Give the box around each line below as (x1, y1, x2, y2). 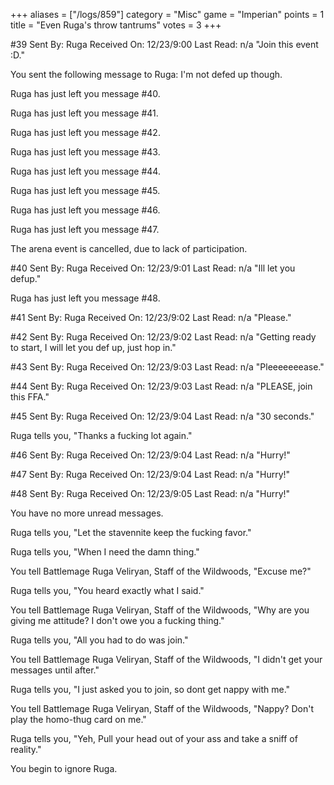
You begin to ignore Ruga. (10, 763, 118, 774)
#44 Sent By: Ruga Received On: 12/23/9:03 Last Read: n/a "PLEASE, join (10, 380, 313, 392)
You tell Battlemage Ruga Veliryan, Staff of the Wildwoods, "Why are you (10, 604, 310, 616)
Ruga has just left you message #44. (10, 165, 161, 177)
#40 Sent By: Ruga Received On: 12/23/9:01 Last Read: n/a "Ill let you (10, 262, 296, 274)
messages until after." (10, 664, 100, 676)
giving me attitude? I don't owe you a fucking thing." (10, 615, 225, 626)
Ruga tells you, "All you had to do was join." (10, 634, 189, 646)
